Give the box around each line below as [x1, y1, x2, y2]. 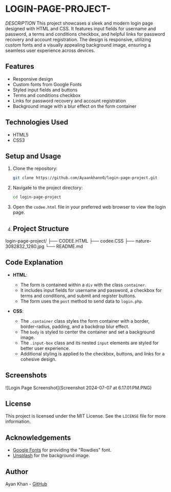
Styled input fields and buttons [12, 87, 78, 93]
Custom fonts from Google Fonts [12, 81, 82, 87]
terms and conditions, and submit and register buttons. [20, 292, 137, 299]
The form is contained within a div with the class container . [20, 282, 146, 288]
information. [5, 419, 31, 425]
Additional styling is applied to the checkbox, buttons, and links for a [20, 350, 165, 357]
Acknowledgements [5, 433, 71, 442]
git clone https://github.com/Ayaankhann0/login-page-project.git [12, 175, 158, 181]
